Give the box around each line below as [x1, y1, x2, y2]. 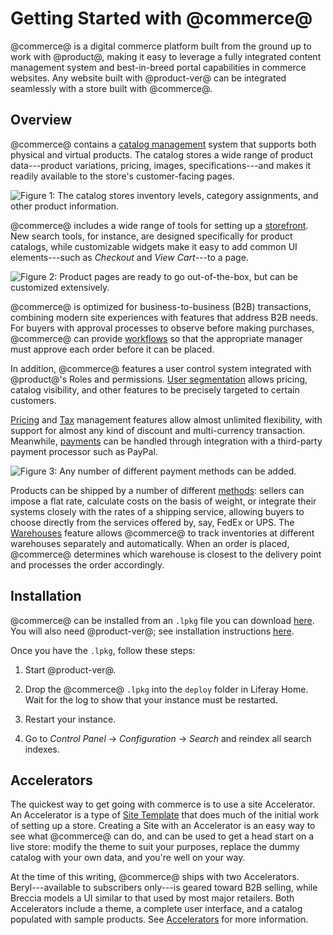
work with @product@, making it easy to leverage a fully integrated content [10, 50, 322, 62]
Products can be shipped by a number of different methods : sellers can [10, 484, 305, 496]
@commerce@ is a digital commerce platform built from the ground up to [10, 40, 312, 52]
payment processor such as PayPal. [10, 445, 158, 457]
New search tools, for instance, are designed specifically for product [10, 230, 293, 242]
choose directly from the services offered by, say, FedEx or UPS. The [10, 516, 295, 528]
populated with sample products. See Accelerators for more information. [10, 913, 309, 926]
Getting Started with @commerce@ [10, 7, 313, 30]
